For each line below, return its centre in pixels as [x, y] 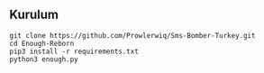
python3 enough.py [44, 59]
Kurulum [34, 15]
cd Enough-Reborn [42, 43]
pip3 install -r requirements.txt [74, 51]
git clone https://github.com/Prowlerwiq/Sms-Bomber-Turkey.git [132, 35]
